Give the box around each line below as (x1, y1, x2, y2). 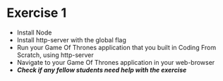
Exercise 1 (6, 5, 67, 21)
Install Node (16, 28, 52, 37)
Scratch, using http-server (16, 51, 94, 59)
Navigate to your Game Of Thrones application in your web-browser (16, 58, 215, 66)
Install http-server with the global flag (16, 35, 126, 44)
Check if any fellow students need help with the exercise (16, 66, 187, 74)
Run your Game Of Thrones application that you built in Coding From (16, 43, 217, 51)
